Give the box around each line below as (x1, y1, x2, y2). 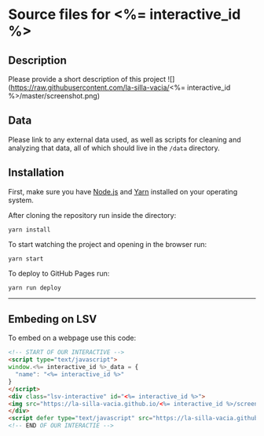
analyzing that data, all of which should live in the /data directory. (8, 143, 220, 153)
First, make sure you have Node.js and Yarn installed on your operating (8, 187, 238, 196)
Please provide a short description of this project (8, 75, 167, 83)
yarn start (8, 254, 44, 263)
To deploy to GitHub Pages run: (8, 268, 110, 278)
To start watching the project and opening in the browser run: (8, 239, 207, 249)
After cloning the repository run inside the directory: (8, 210, 177, 220)
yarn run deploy (8, 283, 61, 292)
